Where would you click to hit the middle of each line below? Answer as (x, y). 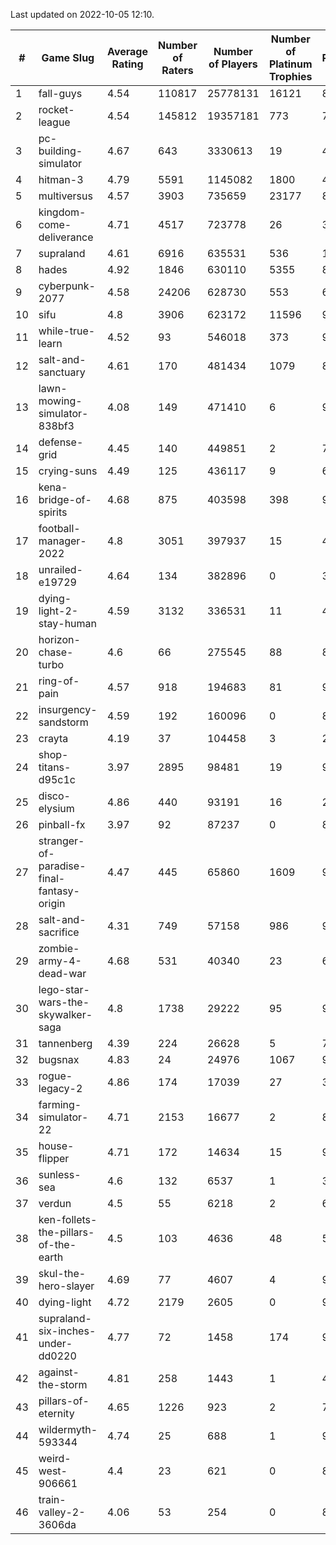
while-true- (67, 331)
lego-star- (64, 989)
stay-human (67, 623)
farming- (60, 1104)
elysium (56, 808)
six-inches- (67, 1331)
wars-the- (64, 1002)
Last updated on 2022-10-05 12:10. (82, 14)
